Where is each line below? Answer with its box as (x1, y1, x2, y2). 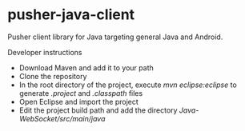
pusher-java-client (7, 6, 135, 24)
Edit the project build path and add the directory (18, 105, 178, 115)
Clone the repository (18, 71, 87, 81)
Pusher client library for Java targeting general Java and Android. (7, 32, 223, 42)
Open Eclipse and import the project (18, 97, 139, 106)
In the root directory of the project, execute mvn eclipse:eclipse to (18, 80, 237, 89)
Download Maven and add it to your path (18, 62, 154, 73)
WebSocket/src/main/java (18, 113, 106, 123)
